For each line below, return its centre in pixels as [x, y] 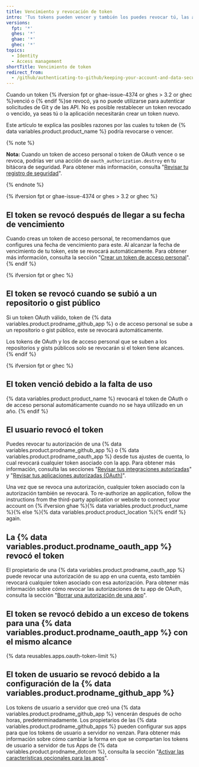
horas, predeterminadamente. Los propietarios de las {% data [81, 720]
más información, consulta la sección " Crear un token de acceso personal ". [98, 257]
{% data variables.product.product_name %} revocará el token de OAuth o [97, 399]
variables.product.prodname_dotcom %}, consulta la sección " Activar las [95, 752]
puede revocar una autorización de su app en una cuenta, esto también [93, 577]
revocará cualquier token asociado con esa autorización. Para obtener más [98, 583]
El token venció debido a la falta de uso [79, 384]
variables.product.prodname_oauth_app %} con [97, 632]
